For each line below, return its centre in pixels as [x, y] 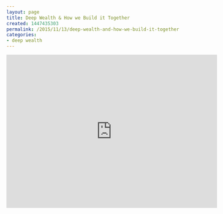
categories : [21, 35]
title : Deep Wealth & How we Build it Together [68, 18]
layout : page [23, 12]
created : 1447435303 [33, 23]
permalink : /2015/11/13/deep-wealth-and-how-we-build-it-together [93, 29]
